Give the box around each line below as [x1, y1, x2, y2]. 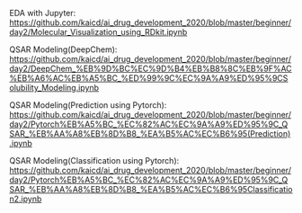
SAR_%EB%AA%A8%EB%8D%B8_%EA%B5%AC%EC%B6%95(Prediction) [9, 129, 291, 138]
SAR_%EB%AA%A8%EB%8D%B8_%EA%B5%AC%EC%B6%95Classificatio [9, 184, 293, 194]
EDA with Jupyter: [9, 8, 76, 18]
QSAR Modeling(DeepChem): [9, 44, 118, 55]
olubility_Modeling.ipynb [9, 83, 100, 93]
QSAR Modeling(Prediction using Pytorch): [9, 100, 167, 111]
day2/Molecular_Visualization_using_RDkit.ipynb [9, 27, 188, 37]
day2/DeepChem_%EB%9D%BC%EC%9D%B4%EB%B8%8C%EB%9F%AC [9, 63, 292, 74]
